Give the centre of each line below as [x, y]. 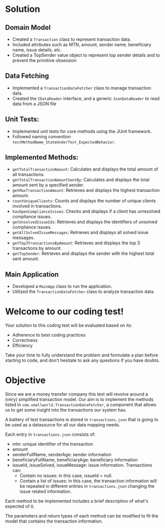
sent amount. [26, 259]
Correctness [25, 340]
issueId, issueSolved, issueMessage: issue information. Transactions [82, 465]
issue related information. [45, 491]
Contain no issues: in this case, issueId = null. [66, 476]
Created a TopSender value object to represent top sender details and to [86, 55]
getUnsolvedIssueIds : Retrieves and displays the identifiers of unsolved [85, 222]
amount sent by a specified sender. [48, 185]
